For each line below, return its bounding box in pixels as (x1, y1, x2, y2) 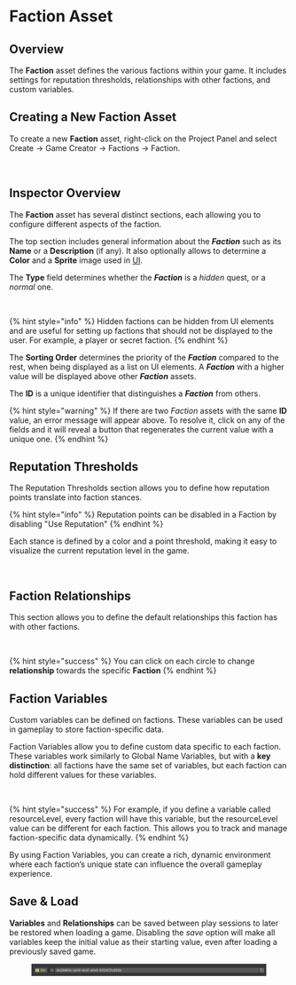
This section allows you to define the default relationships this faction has (9, 612, 277, 623)
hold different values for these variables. (9, 770, 157, 781)
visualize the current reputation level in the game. (9, 545, 190, 556)
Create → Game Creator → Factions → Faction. (9, 142, 181, 153)
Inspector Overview (9, 186, 121, 201)
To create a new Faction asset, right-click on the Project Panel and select (9, 133, 277, 144)
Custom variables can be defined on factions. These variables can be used (9, 715, 284, 726)
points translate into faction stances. (9, 492, 143, 503)
